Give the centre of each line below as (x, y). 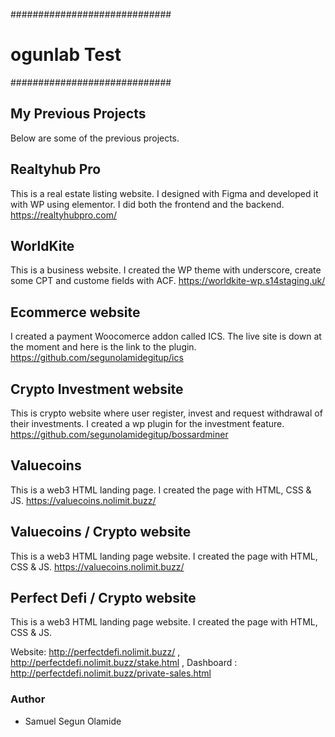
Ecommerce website (75, 312)
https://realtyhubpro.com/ (63, 215)
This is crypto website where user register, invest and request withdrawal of (166, 413)
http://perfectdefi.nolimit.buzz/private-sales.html (111, 673)
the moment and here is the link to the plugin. (103, 347)
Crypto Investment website (97, 389)
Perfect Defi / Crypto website (103, 598)
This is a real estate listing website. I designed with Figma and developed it (164, 193)
